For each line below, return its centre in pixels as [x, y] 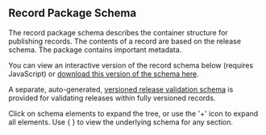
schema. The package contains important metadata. [95, 49]
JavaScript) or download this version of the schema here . [104, 74]
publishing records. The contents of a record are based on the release [125, 41]
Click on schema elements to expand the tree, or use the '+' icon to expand [133, 113]
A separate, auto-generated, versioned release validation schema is [121, 89]
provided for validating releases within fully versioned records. [112, 98]
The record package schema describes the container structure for [118, 32]
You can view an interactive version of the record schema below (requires [131, 65]
